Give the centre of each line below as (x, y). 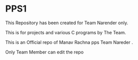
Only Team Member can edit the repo (45, 52)
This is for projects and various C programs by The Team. (66, 32)
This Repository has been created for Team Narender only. (67, 23)
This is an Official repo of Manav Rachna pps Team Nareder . (69, 42)
